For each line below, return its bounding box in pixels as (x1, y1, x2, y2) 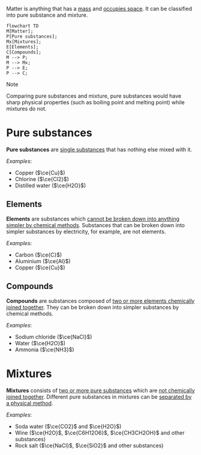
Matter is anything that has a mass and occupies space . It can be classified (6, 5, 192, 12)
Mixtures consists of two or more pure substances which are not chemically (6, 387, 195, 394)
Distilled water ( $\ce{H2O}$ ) (14, 182, 86, 189)
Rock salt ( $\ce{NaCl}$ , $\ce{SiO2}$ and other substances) (14, 442, 164, 449)
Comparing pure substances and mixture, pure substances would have (6, 92, 182, 100)
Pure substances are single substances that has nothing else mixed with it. (6, 146, 193, 153)
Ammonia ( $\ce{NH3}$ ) (14, 346, 74, 353)
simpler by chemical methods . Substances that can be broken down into (6, 221, 185, 228)
